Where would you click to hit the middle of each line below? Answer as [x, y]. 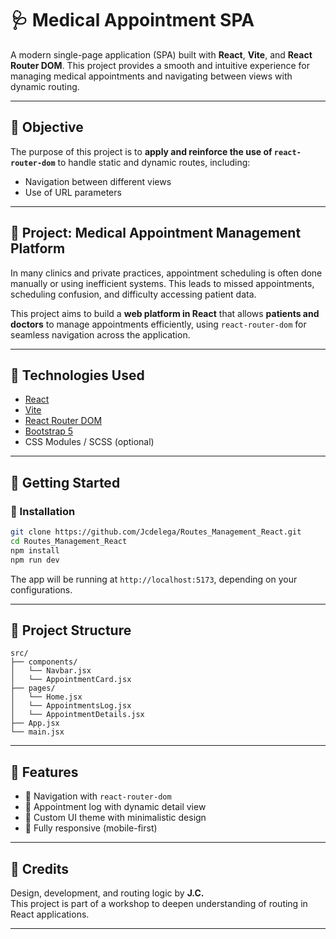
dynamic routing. [45, 86]
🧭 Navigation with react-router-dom [98, 796]
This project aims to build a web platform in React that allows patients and [165, 313]
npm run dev [35, 560]
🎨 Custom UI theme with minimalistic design [115, 818]
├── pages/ [33, 688]
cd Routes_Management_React [69, 541]
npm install [35, 550]
